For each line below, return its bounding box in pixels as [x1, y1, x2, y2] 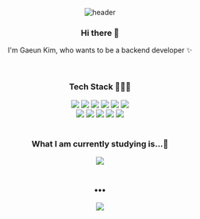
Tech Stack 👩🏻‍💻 [68, 81, 132, 92]
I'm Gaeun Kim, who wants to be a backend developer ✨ [7, 45, 193, 55]
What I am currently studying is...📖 [31, 138, 169, 149]
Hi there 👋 [80, 27, 120, 38]
